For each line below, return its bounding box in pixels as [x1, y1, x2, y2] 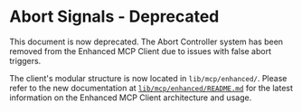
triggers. [9, 55, 42, 66]
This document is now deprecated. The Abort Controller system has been [9, 36, 283, 47]
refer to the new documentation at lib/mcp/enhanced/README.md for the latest [9, 82, 294, 93]
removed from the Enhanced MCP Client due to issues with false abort [9, 45, 272, 56]
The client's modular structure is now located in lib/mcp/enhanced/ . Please [9, 72, 288, 83]
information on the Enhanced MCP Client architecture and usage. [9, 92, 252, 103]
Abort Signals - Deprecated [9, 6, 220, 27]
